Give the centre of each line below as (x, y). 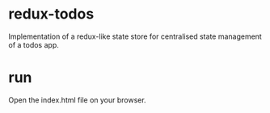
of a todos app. (34, 44)
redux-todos (51, 14)
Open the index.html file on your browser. (78, 100)
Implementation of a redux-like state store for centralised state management (135, 36)
